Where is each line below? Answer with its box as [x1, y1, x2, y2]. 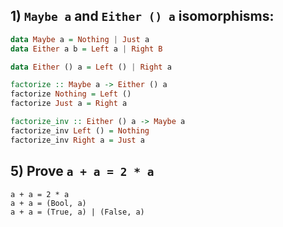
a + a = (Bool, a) [10, 198, 87, 208]
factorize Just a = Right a [10, 99, 128, 109]
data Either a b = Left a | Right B [10, 44, 163, 54]
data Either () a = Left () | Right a [10, 62, 172, 72]
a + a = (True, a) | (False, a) [10, 207, 145, 217]
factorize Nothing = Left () [10, 89, 132, 99]
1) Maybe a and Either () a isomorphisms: [10, 8, 275, 25]
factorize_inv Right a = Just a [10, 135, 145, 145]
